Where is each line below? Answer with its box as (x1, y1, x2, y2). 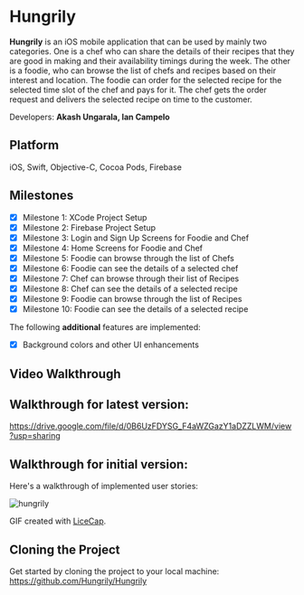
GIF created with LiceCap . (9, 515, 107, 526)
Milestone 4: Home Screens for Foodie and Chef (22, 242, 204, 253)
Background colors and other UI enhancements (22, 339, 199, 350)
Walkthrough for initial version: (9, 457, 188, 472)
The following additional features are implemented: (9, 322, 201, 333)
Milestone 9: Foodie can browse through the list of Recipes (22, 294, 242, 305)
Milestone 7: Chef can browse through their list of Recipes (22, 273, 240, 284)
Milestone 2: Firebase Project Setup (22, 222, 157, 232)
